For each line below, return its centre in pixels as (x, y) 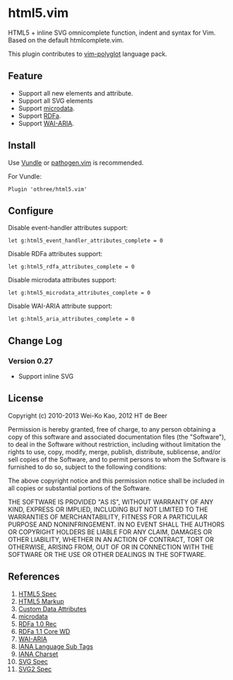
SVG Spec (33, 661)
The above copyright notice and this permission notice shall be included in (116, 480)
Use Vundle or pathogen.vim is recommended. (76, 162)
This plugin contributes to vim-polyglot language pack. (88, 54)
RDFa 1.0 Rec (37, 623)
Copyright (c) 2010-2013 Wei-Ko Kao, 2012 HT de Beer (88, 415)
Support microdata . (46, 108)
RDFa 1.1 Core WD (44, 631)
